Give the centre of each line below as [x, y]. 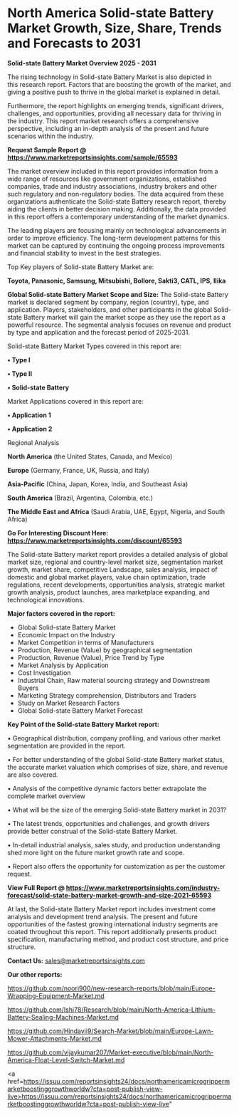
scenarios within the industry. [51, 136]
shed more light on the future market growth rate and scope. [96, 852]
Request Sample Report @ [47, 150]
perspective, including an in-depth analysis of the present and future [108, 128]
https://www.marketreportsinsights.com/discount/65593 [95, 540]
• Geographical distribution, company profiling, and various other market [114, 738]
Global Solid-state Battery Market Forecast [80, 711]
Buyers [28, 688]
